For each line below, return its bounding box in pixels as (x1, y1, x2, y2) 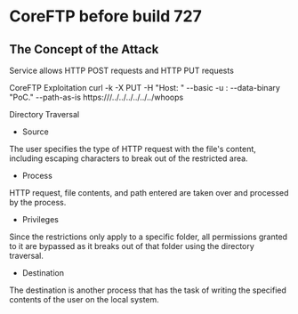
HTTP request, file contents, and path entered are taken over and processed (9, 188, 289, 197)
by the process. (9, 197, 67, 207)
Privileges (21, 214, 60, 224)
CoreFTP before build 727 (9, 6, 202, 27)
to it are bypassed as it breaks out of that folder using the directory (9, 241, 255, 251)
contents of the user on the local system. (9, 294, 160, 304)
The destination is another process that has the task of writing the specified (9, 285, 287, 295)
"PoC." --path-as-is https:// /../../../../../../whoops (9, 92, 184, 102)
